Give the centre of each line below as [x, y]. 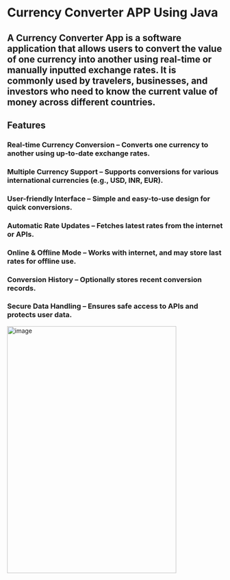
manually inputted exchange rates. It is [92, 70]
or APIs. [21, 234]
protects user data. [40, 315]
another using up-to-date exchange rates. [79, 153]
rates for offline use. [42, 261]
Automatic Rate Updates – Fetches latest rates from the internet [115, 225]
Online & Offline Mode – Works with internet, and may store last [114, 253]
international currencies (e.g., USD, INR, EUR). [85, 180]
